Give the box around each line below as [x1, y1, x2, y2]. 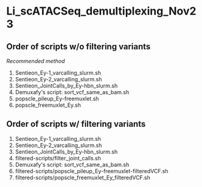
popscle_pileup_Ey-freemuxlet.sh [15, 95, 99, 102]
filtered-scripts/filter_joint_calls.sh [15, 154, 102, 161]
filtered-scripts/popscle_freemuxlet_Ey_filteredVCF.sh [15, 174, 151, 181]
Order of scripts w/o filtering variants [6, 41, 151, 52]
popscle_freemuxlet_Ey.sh [15, 101, 81, 109]
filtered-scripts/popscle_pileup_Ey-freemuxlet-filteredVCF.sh [15, 167, 169, 174]
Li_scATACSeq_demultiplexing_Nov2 [6, 4, 197, 18]
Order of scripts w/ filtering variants [6, 119, 146, 129]
